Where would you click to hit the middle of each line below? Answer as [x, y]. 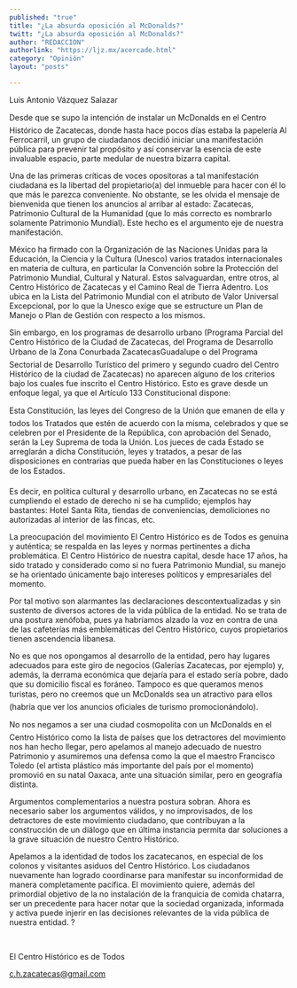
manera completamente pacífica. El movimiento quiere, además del [132, 884]
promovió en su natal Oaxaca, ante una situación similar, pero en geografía [146, 774]
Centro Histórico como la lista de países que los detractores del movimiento [148, 737]
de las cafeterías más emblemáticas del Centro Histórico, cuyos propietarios [148, 629]
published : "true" [43, 17]
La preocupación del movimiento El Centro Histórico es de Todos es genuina [149, 536]
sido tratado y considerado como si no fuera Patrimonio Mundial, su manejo [148, 564]
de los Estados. [37, 471]
